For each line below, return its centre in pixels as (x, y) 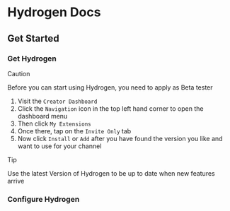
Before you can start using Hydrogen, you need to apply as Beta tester (110, 87)
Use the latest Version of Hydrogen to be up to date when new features (111, 173)
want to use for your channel (59, 146)
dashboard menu (42, 116)
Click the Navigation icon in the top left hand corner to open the (110, 108)
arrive (16, 181)
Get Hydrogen (32, 59)
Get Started (33, 38)
